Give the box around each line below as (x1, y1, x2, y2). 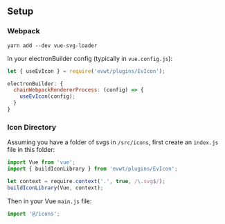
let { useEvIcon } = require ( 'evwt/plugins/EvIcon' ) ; (7, 67, 166, 75)
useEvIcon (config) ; (19, 93, 76, 100)
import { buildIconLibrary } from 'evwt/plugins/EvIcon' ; (7, 166, 178, 173)
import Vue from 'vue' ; (7, 159, 76, 166)
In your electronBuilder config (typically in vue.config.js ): (7, 54, 173, 62)
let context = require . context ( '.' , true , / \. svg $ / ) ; (7, 178, 166, 184)
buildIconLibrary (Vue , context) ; (7, 184, 104, 191)
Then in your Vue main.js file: (7, 197, 92, 205)
